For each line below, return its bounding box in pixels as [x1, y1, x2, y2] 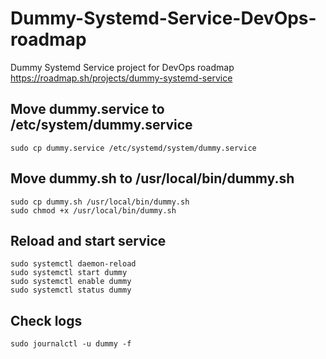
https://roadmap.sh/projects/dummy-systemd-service [10, 72, 233, 84]
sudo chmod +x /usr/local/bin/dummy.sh [10, 205, 177, 216]
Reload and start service [10, 232, 167, 249]
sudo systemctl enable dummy [10, 277, 132, 287]
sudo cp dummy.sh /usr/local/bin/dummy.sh [10, 197, 190, 207]
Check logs [10, 312, 83, 329]
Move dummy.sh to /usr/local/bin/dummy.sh [10, 170, 295, 187]
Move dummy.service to [10, 101, 165, 118]
